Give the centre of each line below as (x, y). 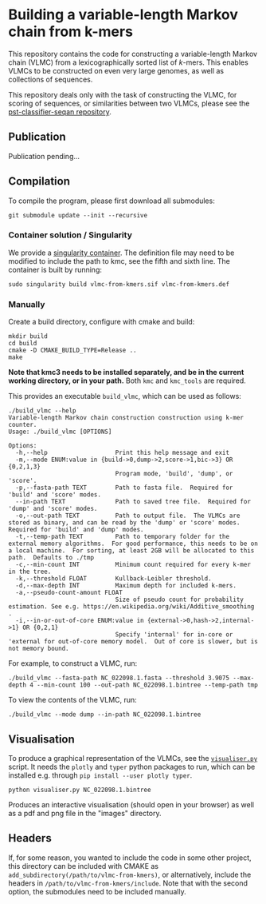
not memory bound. (39, 649)
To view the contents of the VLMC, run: (72, 700)
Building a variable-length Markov (123, 15)
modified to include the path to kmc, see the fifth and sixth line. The (119, 261)
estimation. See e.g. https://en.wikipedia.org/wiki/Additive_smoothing (131, 607)
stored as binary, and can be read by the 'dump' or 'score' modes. (124, 523)
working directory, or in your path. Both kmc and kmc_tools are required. (127, 380)
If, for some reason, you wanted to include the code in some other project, (130, 858)
